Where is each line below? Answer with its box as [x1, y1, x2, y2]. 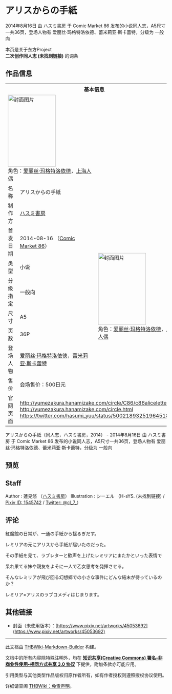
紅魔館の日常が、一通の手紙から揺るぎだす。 [5, 530, 99, 536]
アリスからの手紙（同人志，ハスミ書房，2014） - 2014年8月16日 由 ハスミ [5, 432, 162, 438]
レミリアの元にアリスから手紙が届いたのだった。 [5, 541, 109, 547]
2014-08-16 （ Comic [19, 235, 75, 242]
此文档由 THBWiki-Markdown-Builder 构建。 [5, 644, 99, 650]
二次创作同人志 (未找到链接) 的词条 [5, 52, 78, 59]
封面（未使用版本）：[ [12, 622, 57, 629]
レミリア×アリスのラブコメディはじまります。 [5, 591, 102, 597]
